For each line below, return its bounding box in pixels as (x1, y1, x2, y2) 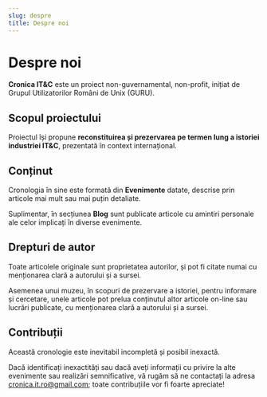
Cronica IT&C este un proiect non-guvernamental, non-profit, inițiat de (8, 80, 241, 89)
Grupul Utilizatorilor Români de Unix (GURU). (8, 88, 155, 98)
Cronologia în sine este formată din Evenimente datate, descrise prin (8, 185, 235, 195)
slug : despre (8, 11, 52, 20)
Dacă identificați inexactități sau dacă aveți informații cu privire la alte (8, 362, 237, 371)
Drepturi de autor (8, 241, 96, 254)
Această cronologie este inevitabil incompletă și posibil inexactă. (8, 347, 221, 356)
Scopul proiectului (8, 111, 101, 124)
